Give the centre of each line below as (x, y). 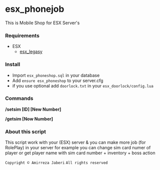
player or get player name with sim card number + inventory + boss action (80, 153)
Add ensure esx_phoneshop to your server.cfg (58, 81)
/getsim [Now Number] (29, 119)
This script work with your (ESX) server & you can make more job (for (76, 142)
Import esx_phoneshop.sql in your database (56, 75)
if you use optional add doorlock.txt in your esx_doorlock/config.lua (83, 85)
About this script (26, 131)
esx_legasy (31, 52)
